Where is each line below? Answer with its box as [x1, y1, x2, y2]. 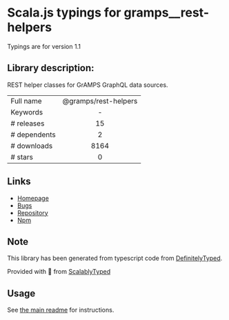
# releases [10, 119, 45, 128]
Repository [17, 208, 48, 217]
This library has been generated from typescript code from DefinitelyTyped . [7, 254, 223, 263]
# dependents [10, 130, 57, 139]
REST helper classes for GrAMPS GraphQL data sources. [7, 81, 168, 89]
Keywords [10, 107, 43, 117]
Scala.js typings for [7, 5, 121, 21]
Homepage [17, 194, 50, 202]
